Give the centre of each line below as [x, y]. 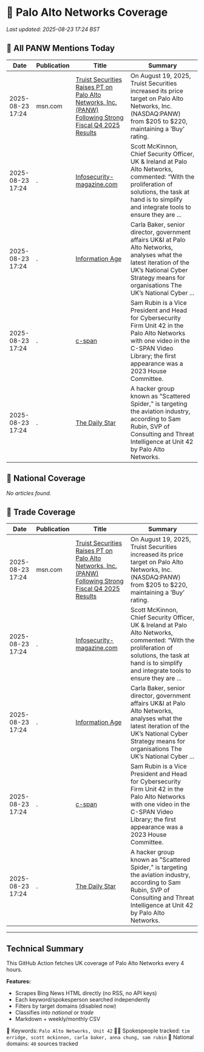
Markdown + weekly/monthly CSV [58, 1019]
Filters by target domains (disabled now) [66, 1006]
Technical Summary [45, 948]
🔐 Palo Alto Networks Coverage [87, 12]
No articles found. [29, 493]
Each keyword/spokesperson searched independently [83, 1000]
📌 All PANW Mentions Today [61, 48]
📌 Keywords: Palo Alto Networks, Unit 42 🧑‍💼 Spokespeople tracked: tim [98, 1031]
